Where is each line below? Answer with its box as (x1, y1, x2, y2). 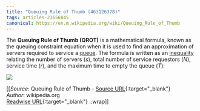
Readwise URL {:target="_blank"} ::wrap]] (6, 98, 109, 106)
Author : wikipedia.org (6, 92, 61, 99)
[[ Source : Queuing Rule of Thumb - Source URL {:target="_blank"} (6, 85, 171, 92)
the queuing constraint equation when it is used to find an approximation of (6, 43, 194, 50)
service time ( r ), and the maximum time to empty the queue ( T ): (6, 62, 165, 69)
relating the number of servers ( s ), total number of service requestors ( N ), (6, 55, 191, 63)
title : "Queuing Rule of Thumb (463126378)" (6, 8, 121, 15)
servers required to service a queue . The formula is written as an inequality (6, 49, 194, 57)
